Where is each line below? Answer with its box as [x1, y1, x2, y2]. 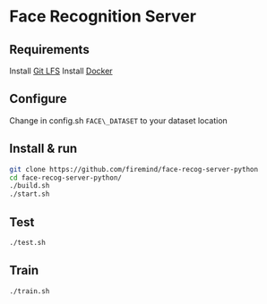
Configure [9, 91, 67, 106]
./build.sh [9, 182, 50, 190]
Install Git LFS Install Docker [9, 65, 114, 76]
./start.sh [9, 190, 50, 198]
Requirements [9, 42, 90, 57]
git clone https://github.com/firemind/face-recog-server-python [9, 165, 258, 173]
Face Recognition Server [9, 6, 197, 27]
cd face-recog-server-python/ [9, 173, 123, 182]
